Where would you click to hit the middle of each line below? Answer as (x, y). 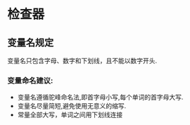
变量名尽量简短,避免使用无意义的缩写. (72, 106)
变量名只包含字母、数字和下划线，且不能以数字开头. (82, 61)
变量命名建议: (30, 80)
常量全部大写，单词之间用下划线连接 (70, 115)
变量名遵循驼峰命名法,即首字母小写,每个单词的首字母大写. (100, 97)
